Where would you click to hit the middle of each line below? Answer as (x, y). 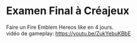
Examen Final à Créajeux (68, 11)
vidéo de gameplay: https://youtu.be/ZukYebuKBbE (68, 33)
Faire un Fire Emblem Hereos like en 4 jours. (60, 27)
